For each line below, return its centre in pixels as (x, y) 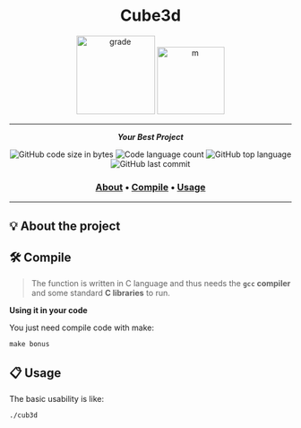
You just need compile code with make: (82, 328)
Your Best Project (150, 136)
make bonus (30, 345)
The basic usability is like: (57, 399)
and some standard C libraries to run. (100, 293)
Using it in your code (48, 310)
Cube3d (150, 16)
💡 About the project (65, 226)
